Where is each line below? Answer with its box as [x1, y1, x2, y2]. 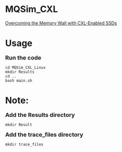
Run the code [5, 54, 41, 61]
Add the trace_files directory [5, 131, 83, 138]
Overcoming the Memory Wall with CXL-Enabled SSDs [5, 20, 117, 26]
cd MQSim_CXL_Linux [5, 65, 46, 70]
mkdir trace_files [5, 141, 43, 147]
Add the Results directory [5, 111, 75, 118]
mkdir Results [5, 69, 35, 74]
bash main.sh [5, 78, 32, 83]
